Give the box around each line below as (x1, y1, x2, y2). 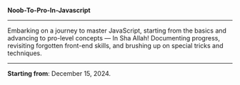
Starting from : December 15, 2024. (7, 69, 111, 77)
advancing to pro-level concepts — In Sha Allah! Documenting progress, (7, 34, 220, 42)
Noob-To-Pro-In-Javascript (7, 6, 91, 14)
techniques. (7, 49, 42, 57)
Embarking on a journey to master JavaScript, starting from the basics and (7, 26, 227, 35)
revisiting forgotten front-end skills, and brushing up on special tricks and (7, 42, 224, 50)
